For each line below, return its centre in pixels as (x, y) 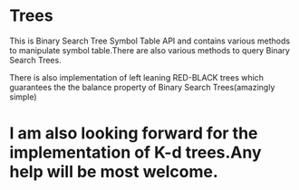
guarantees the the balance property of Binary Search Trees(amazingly (142, 87)
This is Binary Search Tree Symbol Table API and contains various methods (150, 41)
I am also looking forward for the (134, 133)
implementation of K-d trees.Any (135, 152)
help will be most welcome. (114, 172)
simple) (24, 97)
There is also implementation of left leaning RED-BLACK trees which (137, 77)
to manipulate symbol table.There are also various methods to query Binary (149, 50)
